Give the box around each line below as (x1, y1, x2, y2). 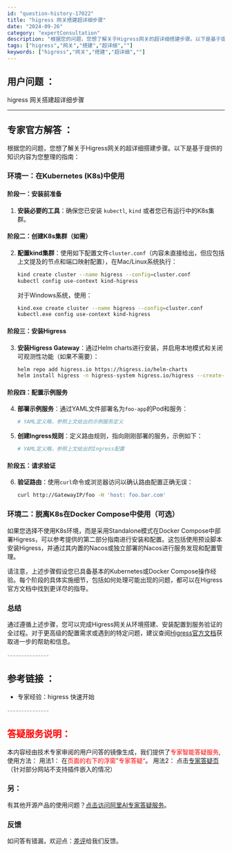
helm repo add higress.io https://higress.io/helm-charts (17, 366, 188, 373)
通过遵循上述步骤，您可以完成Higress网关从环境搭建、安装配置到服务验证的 (7, 620, 223, 628)
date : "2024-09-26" (7, 23, 64, 30)
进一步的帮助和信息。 (12, 637, 74, 645)
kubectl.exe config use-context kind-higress (17, 311, 151, 318)
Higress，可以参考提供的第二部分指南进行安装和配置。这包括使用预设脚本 (12, 535, 223, 543)
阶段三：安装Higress (7, 326, 67, 335)
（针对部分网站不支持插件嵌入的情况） (7, 765, 116, 773)
